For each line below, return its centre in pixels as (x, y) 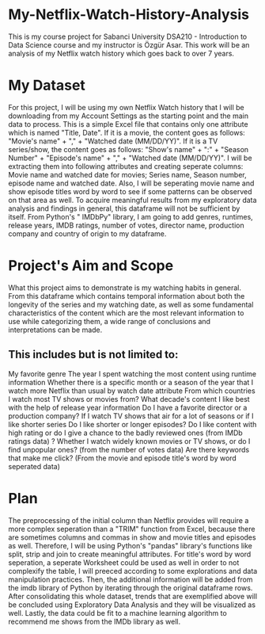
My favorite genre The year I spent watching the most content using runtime (132, 373)
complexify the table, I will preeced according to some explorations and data (133, 571)
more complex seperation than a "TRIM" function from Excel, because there (132, 529)
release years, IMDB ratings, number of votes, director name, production (127, 225)
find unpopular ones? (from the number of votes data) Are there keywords (129, 449)
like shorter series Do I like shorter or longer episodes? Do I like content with (132, 424)
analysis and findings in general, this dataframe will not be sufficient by (124, 208)
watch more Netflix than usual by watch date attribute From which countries (132, 391)
